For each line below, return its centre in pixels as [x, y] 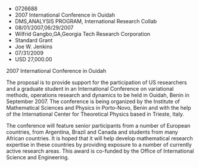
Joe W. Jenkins [33, 47]
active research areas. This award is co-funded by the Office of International [100, 151]
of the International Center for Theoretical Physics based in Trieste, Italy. [95, 114]
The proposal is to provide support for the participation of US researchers [97, 82]
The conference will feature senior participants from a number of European [98, 126]
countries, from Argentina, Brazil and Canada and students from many [92, 132]
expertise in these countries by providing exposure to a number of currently [99, 145]
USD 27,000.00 [33, 59]
